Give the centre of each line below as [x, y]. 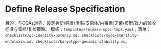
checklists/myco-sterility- [110, 35]
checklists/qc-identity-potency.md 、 [44, 35]
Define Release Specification [65, 9]
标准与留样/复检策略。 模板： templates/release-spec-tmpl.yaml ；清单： [78, 29]
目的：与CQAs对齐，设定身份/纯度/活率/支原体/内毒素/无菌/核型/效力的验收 [80, 23]
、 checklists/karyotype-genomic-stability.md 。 [80, 41]
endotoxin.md [18, 41]
